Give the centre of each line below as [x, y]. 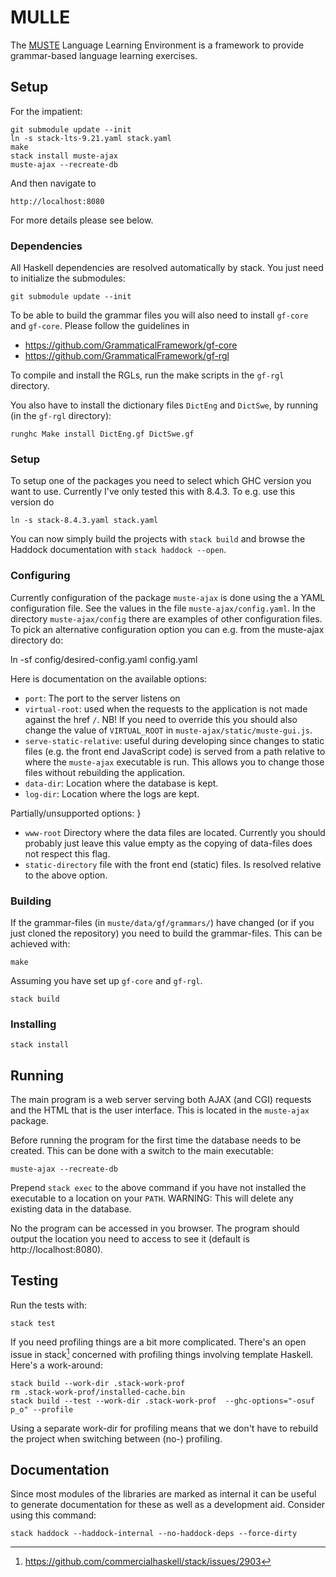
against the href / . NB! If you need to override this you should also [161, 719]
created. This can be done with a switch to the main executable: [142, 1151]
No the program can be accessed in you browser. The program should [155, 1228]
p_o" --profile [42, 1409]
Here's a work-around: [56, 1365]
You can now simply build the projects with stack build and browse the [158, 539]
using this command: [53, 1515]
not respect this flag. [67, 853]
